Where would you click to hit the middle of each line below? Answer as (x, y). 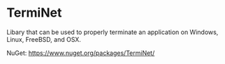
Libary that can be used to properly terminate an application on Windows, (112, 32)
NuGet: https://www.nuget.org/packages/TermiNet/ (81, 53)
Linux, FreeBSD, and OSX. (44, 39)
